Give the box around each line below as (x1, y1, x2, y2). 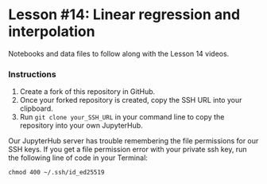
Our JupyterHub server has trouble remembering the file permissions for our (8, 136, 259, 146)
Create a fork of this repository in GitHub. (19, 87, 156, 96)
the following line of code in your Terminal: (8, 153, 149, 162)
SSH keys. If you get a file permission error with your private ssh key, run (8, 145, 247, 155)
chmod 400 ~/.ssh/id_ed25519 (8, 169, 105, 177)
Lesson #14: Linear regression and (8, 6, 241, 24)
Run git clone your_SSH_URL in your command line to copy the (19, 112, 225, 122)
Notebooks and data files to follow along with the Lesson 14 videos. (8, 49, 230, 58)
